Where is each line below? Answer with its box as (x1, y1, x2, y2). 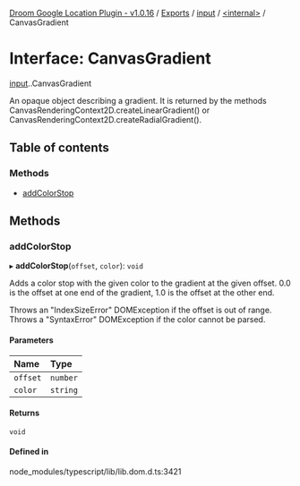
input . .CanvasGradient (9, 78, 92, 89)
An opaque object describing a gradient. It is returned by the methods (9, 95, 267, 106)
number (50, 372, 79, 383)
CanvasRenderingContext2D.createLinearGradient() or (9, 105, 210, 115)
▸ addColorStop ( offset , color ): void (9, 260, 143, 271)
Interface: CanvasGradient (9, 48, 212, 69)
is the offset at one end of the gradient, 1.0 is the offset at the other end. (9, 287, 275, 298)
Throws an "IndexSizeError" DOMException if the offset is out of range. (9, 304, 272, 316)
